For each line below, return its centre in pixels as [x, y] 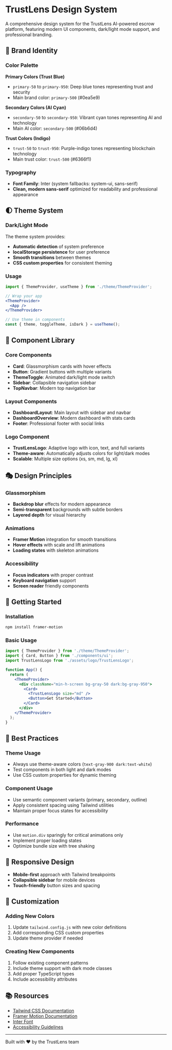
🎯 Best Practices [32, 738]
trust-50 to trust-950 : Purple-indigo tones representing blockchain [84, 148]
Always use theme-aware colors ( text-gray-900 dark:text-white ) [82, 764]
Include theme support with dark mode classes [62, 968]
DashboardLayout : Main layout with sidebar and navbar [72, 413]
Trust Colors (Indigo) [28, 138]
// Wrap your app [24, 296]
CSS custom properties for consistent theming [62, 262]
